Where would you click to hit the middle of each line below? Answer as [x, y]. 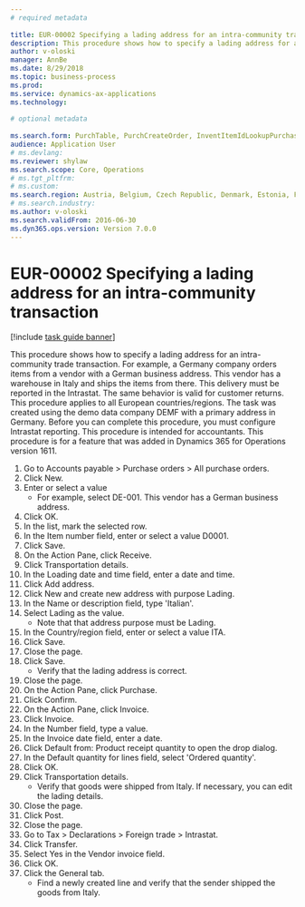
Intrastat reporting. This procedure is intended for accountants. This [137, 432]
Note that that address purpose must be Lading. [126, 623]
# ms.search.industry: [53, 204]
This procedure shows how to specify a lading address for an [124, 355]
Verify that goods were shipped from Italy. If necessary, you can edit [165, 786]
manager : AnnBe [39, 60]
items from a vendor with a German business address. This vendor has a [146, 374]
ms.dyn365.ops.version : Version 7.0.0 [83, 229]
